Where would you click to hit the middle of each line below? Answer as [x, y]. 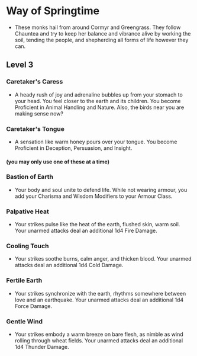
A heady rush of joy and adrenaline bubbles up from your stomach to [99, 94]
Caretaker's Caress [35, 82]
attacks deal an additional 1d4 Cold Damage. [69, 265]
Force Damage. [33, 306]
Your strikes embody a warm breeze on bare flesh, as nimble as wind [99, 334]
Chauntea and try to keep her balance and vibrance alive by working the [103, 33]
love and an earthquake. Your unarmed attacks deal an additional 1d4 [99, 300]
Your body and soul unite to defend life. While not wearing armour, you [101, 190]
